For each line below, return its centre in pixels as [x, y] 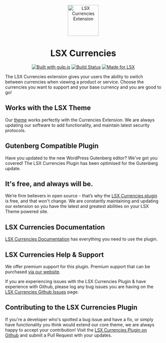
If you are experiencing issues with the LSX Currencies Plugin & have [76, 281]
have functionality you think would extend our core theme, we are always [80, 325]
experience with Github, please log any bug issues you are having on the [79, 287]
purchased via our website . [33, 272]
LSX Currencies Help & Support [55, 255]
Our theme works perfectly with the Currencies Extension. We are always [80, 120]
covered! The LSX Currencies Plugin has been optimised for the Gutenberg [82, 163]
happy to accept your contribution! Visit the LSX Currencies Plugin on [76, 330]
